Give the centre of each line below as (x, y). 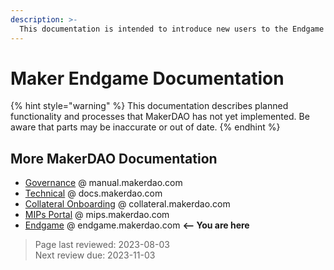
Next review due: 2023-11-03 (95, 255)
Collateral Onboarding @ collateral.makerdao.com (127, 204)
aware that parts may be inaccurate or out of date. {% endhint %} (145, 127)
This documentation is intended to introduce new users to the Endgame (172, 29)
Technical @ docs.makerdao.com (93, 193)
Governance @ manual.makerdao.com (103, 183)
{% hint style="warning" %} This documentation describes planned (149, 106)
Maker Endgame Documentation (147, 78)
